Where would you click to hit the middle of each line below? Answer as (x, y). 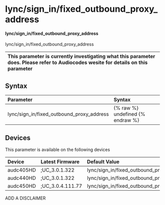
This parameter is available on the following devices (58, 150)
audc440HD (22, 178)
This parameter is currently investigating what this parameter (82, 57)
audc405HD (22, 170)
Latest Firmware (60, 162)
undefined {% (130, 114)
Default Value (103, 162)
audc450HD (22, 186)
